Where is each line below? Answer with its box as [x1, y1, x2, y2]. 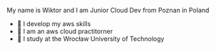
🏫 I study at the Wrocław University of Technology [16, 35, 165, 43]
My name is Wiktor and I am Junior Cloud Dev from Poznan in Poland [6, 6, 210, 14]
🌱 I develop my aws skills [16, 20, 91, 27]
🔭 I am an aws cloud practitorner [16, 27, 113, 35]
